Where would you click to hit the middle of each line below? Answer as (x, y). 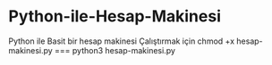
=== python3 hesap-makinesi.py (115, 50)
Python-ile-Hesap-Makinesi (115, 16)
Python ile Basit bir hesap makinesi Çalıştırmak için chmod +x (121, 41)
